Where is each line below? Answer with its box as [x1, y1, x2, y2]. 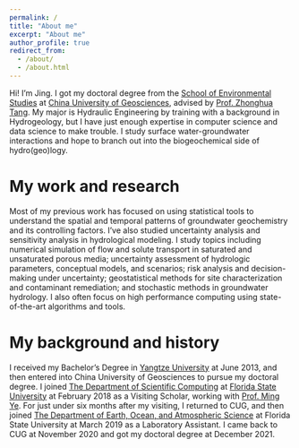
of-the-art [9, 301, 47, 312]
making [9, 272, 38, 283]
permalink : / [9, 13, 58, 22]
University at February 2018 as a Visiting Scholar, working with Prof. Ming [9, 391, 280, 401]
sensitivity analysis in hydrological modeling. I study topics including [9, 234, 261, 245]
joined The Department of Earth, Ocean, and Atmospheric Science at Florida [9, 409, 291, 420]
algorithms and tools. [47, 301, 126, 312]
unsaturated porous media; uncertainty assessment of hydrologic [9, 253, 251, 264]
